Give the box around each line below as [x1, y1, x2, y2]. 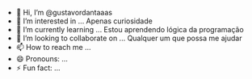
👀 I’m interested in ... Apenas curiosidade [15, 16, 153, 26]
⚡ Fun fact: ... [15, 63, 61, 73]
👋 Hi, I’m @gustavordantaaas [15, 8, 113, 17]
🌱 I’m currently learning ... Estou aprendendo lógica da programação [15, 25, 244, 34]
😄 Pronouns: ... [15, 54, 69, 64]
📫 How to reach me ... [15, 43, 91, 52]
